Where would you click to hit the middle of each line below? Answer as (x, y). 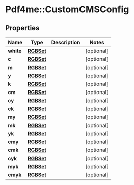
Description (66, 42)
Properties (22, 28)
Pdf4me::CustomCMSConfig (67, 9)
